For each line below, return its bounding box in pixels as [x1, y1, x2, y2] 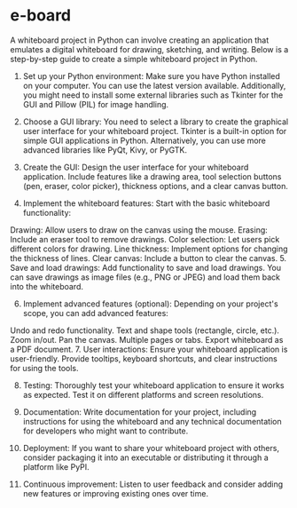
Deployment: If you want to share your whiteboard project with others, [22, 442, 280, 453]
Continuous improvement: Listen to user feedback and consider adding [22, 479, 284, 489]
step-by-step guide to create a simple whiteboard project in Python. [10, 53, 258, 64]
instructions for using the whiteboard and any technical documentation [22, 416, 282, 426]
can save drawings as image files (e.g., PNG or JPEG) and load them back [10, 272, 280, 282]
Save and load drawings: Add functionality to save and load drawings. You [10, 262, 282, 273]
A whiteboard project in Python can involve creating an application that [10, 35, 270, 45]
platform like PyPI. [22, 461, 90, 472]
